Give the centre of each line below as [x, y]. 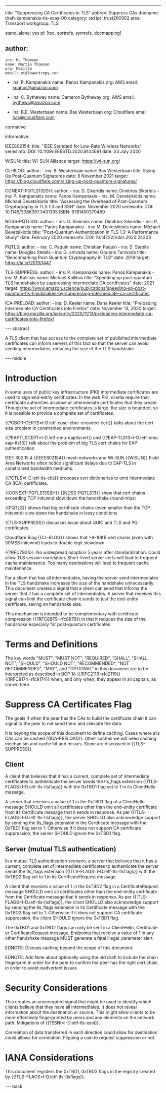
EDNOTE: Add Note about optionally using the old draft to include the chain [82, 958]
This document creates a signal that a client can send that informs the [76, 588]
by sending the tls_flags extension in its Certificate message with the [75, 907]
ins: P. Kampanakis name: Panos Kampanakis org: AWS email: [75, 82]
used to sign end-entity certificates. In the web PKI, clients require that [77, 397]
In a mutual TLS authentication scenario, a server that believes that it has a [81, 861]
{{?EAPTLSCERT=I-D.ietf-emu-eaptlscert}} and [53, 438]
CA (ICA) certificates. [27, 483]
